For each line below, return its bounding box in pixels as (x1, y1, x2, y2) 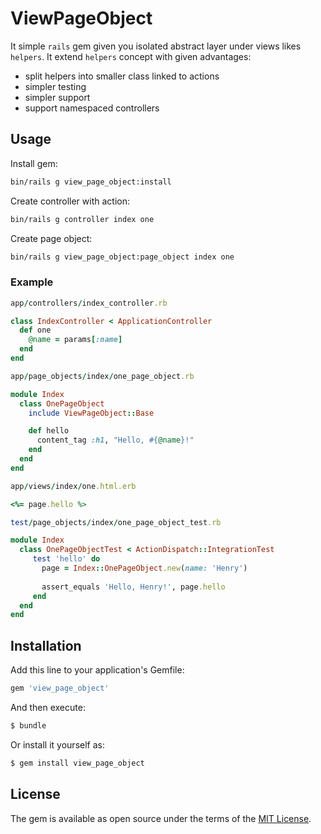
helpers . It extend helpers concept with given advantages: (10, 50, 252, 62)
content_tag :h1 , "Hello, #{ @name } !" (36, 435, 195, 446)
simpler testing (24, 80, 87, 92)
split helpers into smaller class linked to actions (24, 70, 220, 82)
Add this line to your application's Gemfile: (10, 664, 185, 676)
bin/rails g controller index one (10, 214, 155, 224)
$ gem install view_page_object (10, 758, 145, 768)
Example (10, 275, 54, 289)
